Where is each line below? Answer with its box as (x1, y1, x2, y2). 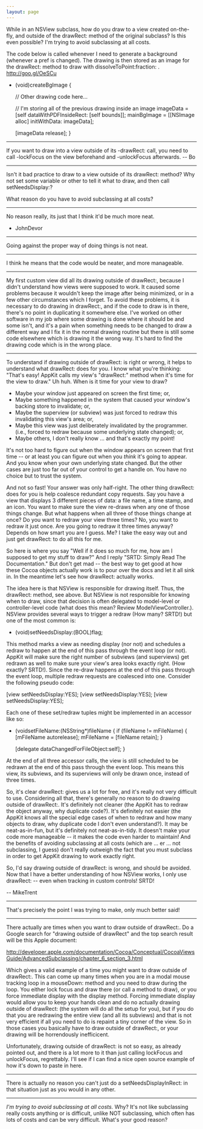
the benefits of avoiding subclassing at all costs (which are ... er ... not (6, 839, 181, 847)
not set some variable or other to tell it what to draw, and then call (6, 177, 170, 184)
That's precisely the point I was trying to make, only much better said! (6, 906, 180, 913)
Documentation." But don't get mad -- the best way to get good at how (6, 560, 182, 567)
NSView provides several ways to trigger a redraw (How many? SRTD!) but (6, 610, 192, 618)
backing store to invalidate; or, (14, 402, 91, 410)
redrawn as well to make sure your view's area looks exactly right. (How (6, 659, 185, 667)
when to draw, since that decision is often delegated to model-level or (6, 598, 180, 605)
